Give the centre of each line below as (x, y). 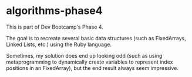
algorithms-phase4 (54, 11)
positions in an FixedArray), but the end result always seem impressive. (92, 68)
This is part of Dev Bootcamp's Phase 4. (55, 27)
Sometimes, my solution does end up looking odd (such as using (84, 55)
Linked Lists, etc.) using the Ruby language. (59, 44)
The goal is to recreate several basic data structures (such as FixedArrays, (96, 38)
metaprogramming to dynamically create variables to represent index (90, 62)
